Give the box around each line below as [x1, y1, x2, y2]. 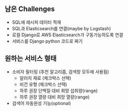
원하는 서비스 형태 [5, 54, 57, 63]
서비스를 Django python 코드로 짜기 [12, 38, 83, 44]
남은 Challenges [5, 5, 55, 14]
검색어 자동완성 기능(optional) [12, 100, 71, 106]
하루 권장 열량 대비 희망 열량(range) [19, 94, 90, 100]
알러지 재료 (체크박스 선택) [19, 75, 71, 81]
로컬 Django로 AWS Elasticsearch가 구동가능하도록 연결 [12, 32, 123, 38]
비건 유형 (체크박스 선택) [19, 81, 67, 87]
